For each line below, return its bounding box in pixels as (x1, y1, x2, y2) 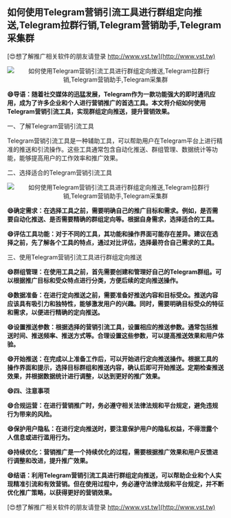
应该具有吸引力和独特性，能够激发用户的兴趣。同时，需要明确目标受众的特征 (7, 299, 224, 308)
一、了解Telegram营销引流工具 (7, 121, 94, 130)
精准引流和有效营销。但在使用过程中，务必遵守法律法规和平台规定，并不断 (12, 479, 224, 488)
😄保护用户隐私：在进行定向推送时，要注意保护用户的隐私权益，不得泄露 (7, 424, 212, 432)
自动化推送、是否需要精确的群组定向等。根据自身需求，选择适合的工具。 (12, 215, 218, 223)
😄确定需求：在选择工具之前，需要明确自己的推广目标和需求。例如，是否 (7, 206, 212, 215)
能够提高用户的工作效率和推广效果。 (19, 154, 122, 162)
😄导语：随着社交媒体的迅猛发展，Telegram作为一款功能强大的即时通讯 (7, 90, 210, 98)
